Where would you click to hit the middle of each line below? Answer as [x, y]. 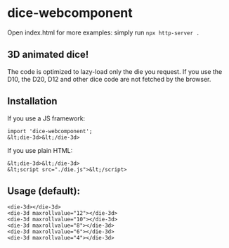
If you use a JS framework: [46, 118]
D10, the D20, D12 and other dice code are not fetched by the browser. [109, 79]
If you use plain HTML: [40, 150]
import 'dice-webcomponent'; [50, 131]
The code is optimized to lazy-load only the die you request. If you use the [115, 71]
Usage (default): [44, 191]
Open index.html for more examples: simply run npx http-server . [104, 32]
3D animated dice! [48, 55]
